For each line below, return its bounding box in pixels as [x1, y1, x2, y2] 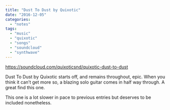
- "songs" [10, 41, 31, 46]
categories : [5, 17, 31, 22]
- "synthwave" [10, 50, 40, 55]
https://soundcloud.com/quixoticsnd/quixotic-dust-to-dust [5, 64, 128, 70]
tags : [5, 26, 17, 31]
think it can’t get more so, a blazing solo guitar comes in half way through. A [5, 79, 165, 85]
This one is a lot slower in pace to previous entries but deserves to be [5, 94, 151, 100]
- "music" [10, 31, 31, 36]
